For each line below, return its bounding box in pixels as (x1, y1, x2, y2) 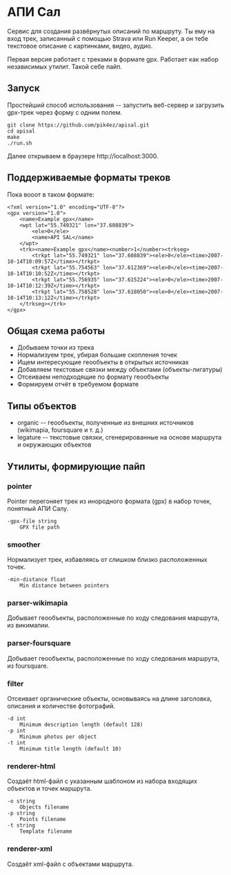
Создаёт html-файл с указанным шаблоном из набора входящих (7, 777, 198, 785)
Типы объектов (7, 400, 77, 412)
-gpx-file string (7, 518, 57, 525)
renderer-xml (7, 844, 53, 854)
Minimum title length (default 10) (19, 746, 122, 753)
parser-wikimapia (7, 599, 68, 608)
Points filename (19, 816, 67, 823)
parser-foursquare (7, 639, 71, 648)
